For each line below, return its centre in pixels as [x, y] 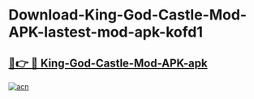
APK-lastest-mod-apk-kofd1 [106, 32]
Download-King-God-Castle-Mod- [128, 15]
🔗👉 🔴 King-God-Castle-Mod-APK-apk [108, 63]
